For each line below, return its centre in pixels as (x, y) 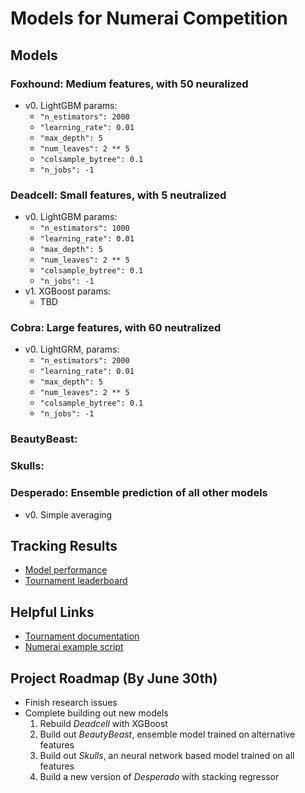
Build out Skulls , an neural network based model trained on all (167, 756)
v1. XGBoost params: (68, 291)
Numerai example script (74, 647)
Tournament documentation (82, 636)
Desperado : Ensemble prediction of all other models (139, 493)
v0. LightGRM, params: (72, 349)
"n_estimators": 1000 (84, 228)
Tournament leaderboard (76, 581)
